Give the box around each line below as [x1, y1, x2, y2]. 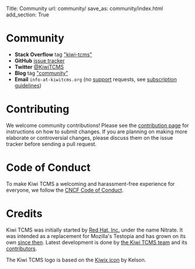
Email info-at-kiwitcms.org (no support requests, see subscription [14, 75, 177, 82]
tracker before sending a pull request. [6, 140, 97, 147]
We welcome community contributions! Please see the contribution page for [6, 122, 189, 129]
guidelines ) [14, 82, 42, 89]
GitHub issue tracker [14, 57, 65, 64]
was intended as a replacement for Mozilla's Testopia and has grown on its [6, 232, 186, 239]
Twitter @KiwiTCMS [14, 63, 64, 70]
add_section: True [6, 11, 50, 18]
